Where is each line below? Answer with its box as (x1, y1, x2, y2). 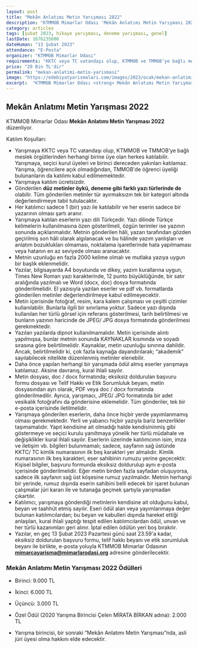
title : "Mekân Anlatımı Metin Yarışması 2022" (6, 14, 123, 20)
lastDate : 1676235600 (6, 36, 60, 42)
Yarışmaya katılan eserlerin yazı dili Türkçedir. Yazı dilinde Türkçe (14, 216, 173, 223)
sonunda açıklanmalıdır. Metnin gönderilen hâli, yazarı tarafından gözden (14, 228, 192, 235)
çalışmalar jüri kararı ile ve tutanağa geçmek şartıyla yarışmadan (14, 486, 171, 493)
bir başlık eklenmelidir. (14, 260, 70, 267)
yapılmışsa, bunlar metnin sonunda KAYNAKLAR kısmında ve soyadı (14, 335, 180, 342)
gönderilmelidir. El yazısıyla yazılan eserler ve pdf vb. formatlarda (14, 285, 173, 292)
